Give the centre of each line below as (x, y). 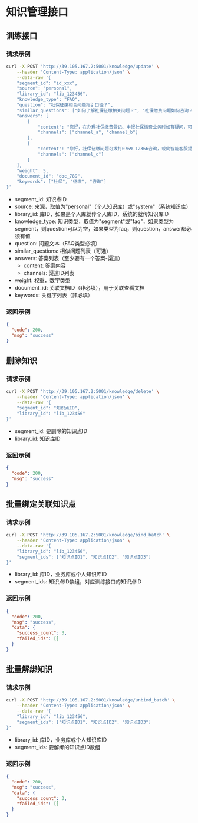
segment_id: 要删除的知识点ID (51, 431)
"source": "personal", (44, 88)
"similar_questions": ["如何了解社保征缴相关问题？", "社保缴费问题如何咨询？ (105, 110)
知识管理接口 (37, 12)
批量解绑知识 (29, 669)
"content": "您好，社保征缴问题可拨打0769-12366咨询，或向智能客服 (113, 149)
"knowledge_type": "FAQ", (49, 100)
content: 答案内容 (44, 265)
